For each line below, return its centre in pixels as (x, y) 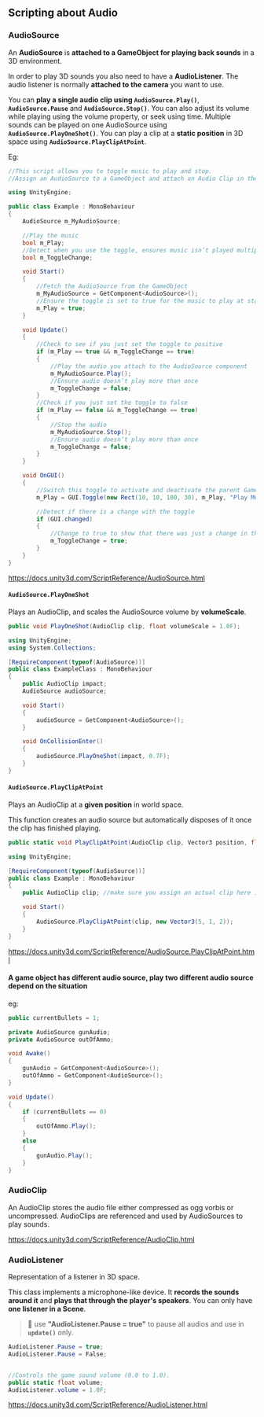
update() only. (50, 1333)
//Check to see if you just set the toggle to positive (130, 344)
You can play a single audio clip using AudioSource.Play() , (104, 99)
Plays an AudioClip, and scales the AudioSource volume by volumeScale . (127, 612)
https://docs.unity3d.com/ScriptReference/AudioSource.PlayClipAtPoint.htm (132, 951)
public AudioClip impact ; (65, 684)
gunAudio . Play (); (64, 1155)
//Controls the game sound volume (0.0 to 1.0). (89, 1375)
